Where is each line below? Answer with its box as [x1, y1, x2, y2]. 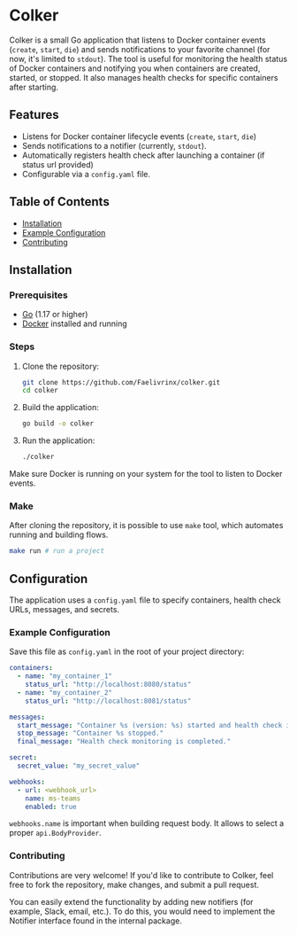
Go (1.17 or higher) [21, 309, 88, 320]
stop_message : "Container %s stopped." [17, 729, 164, 738]
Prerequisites [9, 289, 68, 301]
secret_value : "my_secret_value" [17, 761, 141, 771]
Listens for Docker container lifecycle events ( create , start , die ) [21, 130, 257, 142]
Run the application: [21, 435, 95, 446]
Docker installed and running [21, 318, 128, 329]
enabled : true [25, 802, 77, 811]
